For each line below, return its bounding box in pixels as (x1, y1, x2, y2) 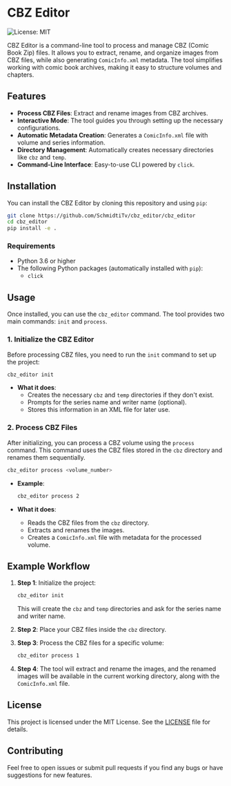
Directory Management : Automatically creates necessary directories (17, 145, 214, 153)
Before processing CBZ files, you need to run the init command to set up (7, 350, 217, 359)
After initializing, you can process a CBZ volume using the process (7, 438, 194, 447)
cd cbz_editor (7, 218, 48, 225)
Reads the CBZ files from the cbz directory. (27, 518, 150, 527)
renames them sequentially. (7, 453, 86, 461)
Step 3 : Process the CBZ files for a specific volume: (17, 639, 164, 647)
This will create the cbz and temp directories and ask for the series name (17, 605, 222, 613)
